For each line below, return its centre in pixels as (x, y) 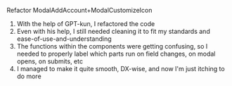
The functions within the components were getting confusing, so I (112, 46)
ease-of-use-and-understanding (64, 39)
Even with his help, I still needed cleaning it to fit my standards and (113, 31)
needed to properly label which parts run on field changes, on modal (116, 54)
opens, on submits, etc (50, 61)
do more (29, 76)
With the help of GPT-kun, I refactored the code (86, 24)
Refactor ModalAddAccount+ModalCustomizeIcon (79, 10)
